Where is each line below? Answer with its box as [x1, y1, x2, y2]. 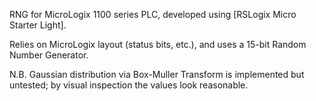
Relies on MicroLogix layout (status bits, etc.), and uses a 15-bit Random [9, 39, 307, 50]
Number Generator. [9, 49, 89, 61]
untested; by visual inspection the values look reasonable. [9, 79, 249, 91]
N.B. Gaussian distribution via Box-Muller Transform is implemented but [9, 69, 305, 80]
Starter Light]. [9, 19, 67, 31]
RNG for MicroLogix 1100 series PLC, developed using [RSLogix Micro [9, 9, 297, 20]
